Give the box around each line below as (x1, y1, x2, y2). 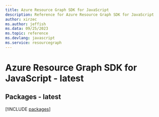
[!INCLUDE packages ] (5, 106, 51, 112)
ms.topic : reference (5, 31, 49, 36)
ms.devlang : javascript (5, 36, 55, 41)
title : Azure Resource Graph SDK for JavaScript (5, 7, 109, 13)
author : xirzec (5, 17, 37, 22)
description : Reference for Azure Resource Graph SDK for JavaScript (5, 12, 154, 17)
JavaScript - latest (5, 73, 84, 84)
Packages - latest (5, 93, 61, 101)
